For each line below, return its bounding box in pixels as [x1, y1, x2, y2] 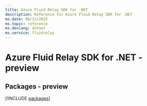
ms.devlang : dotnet [5, 26, 46, 31]
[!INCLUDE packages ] [5, 96, 50, 101]
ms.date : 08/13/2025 [5, 16, 48, 21]
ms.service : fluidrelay [5, 30, 55, 35]
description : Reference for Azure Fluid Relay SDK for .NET [5, 12, 133, 17]
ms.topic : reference [5, 21, 48, 26]
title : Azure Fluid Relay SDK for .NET [5, 7, 88, 12]
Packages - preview [5, 82, 68, 91]
